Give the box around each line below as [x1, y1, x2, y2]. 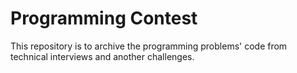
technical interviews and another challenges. [10, 50, 195, 62]
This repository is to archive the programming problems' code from [10, 40, 288, 52]
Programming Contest [10, 7, 198, 30]
